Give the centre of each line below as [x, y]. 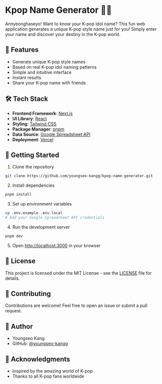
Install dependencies [33, 185]
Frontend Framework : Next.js [42, 113]
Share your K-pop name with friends [49, 83]
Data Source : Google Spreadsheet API [51, 134]
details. [13, 278]
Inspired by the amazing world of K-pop [52, 371]
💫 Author [19, 326]
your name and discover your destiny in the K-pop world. [63, 34]
